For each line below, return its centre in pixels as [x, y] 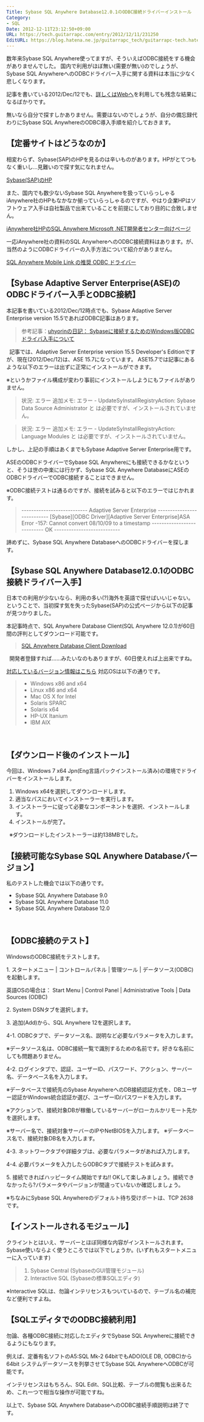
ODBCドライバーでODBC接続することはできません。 [72, 477]
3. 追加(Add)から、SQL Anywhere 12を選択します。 [70, 1022]
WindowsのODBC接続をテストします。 [55, 956]
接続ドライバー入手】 [46, 582]
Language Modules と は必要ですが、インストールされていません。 [105, 436]
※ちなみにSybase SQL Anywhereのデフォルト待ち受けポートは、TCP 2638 [100, 1198]
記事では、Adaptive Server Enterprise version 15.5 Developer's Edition [97, 352]
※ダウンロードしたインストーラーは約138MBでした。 [75, 835]
